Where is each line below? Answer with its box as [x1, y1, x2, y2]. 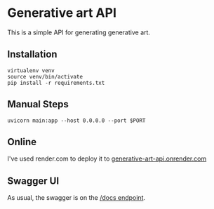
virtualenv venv [7, 67, 55, 74]
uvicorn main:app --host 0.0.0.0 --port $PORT [7, 117, 146, 124]
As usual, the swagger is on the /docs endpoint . [7, 194, 146, 202]
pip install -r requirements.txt [7, 79, 105, 86]
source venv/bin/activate [7, 73, 83, 80]
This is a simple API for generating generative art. [7, 28, 151, 36]
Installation [7, 48, 58, 60]
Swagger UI [7, 175, 60, 187]
